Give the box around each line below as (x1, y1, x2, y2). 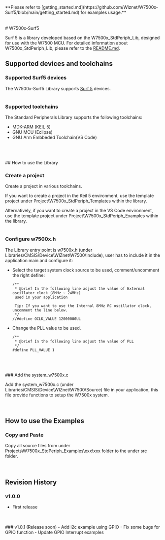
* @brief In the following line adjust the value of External (14, 286, 145, 291)
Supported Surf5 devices (5, 75, 67, 81)
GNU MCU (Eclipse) (12, 129, 53, 135)
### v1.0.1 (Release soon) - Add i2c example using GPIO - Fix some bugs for (5, 524, 160, 530)
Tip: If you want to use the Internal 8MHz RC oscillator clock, (14, 303, 152, 309)
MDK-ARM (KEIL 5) (12, 124, 51, 130)
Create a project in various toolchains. (5, 183, 82, 189)
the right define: (12, 272, 45, 278)
